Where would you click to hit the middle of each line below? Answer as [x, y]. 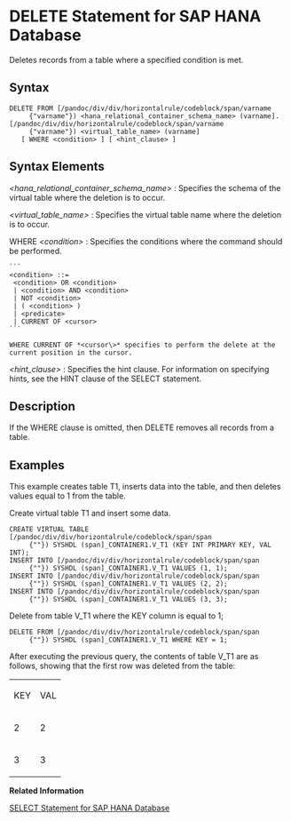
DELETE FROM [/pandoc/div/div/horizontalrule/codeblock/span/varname [141, 108]
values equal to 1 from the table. [67, 496]
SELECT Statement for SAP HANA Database [90, 808]
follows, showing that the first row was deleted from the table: [122, 666]
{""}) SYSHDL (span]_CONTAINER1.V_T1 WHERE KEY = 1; [128, 640]
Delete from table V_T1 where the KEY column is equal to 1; [116, 616]
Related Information [47, 791]
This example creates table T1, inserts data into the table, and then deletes [145, 487]
